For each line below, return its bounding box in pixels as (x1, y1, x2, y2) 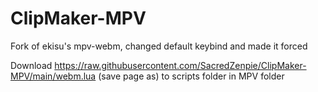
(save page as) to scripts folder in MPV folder (98, 70, 285, 82)
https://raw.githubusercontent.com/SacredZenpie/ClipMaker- (54, 59, 307, 71)
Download (10, 59, 53, 71)
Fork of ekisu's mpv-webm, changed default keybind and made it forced (10, 40, 308, 52)
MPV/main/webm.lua (10, 70, 97, 82)
